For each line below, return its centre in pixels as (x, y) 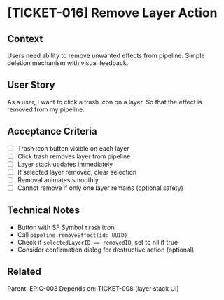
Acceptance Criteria (52, 131)
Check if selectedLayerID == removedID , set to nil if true (98, 242)
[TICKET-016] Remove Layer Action (113, 13)
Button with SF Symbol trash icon (66, 227)
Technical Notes (44, 211)
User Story (31, 85)
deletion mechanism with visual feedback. (68, 63)
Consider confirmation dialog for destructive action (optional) (106, 250)
